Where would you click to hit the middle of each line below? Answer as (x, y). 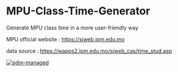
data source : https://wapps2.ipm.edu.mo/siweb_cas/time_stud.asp (89, 51)
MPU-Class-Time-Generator (78, 11)
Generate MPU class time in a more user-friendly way (73, 28)
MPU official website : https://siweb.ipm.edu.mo (65, 39)
